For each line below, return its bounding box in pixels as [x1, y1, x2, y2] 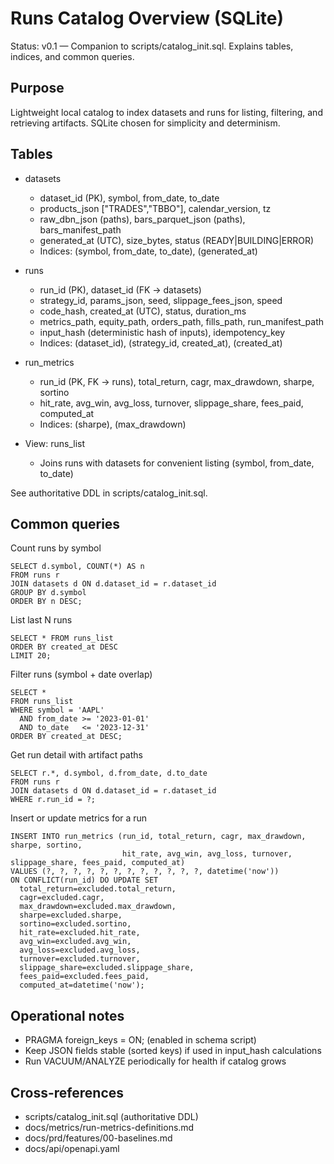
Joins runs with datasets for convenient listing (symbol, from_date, [39, 457, 315, 469]
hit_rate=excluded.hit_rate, [19, 928, 141, 938]
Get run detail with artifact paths [10, 749, 143, 761]
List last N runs [10, 614, 73, 626]
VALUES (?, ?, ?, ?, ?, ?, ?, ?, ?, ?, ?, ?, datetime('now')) [10, 867, 280, 877]
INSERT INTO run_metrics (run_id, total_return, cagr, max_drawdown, [10, 832, 307, 842]
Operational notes [10, 1007, 125, 1024]
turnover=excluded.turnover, [19, 954, 141, 964]
